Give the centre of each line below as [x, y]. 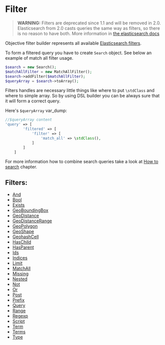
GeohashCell [25, 237]
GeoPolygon [25, 226]
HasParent [23, 248]
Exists [18, 205]
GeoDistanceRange [32, 221]
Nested [20, 279]
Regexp [20, 316]
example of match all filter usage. [39, 58]
